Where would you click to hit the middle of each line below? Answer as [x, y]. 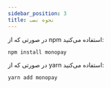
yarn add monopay [33, 77]
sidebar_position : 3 [38, 13]
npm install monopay [38, 52]
